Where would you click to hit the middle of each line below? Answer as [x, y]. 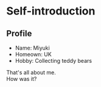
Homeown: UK [33, 54]
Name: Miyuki [32, 48]
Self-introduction [51, 11]
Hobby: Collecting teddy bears [54, 61]
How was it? [22, 79]
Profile [19, 34]
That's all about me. [31, 72]
